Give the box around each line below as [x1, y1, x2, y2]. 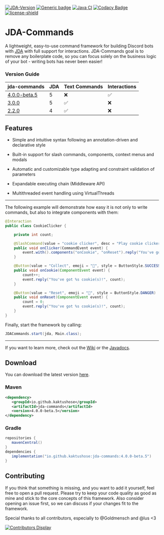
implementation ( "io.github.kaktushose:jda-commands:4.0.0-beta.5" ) [11, 454, 152, 458]
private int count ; [14, 232, 54, 237]
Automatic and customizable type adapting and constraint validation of [12, 166, 155, 172]
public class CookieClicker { [5, 223, 67, 228]
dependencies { [5, 449, 36, 455]
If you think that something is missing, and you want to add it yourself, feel [5, 485, 155, 491]
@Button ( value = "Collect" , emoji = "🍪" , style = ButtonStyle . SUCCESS [14, 263, 161, 268]
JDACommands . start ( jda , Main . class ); [5, 331, 82, 336]
